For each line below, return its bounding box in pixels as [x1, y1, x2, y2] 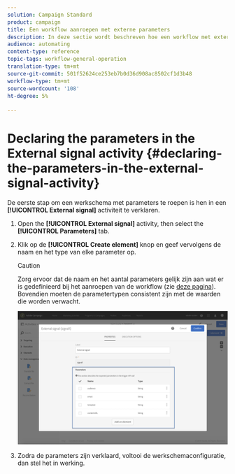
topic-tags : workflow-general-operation [7, 56, 127, 63]
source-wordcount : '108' [7, 85, 80, 92]
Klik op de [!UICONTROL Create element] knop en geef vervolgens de [17, 240, 222, 249]
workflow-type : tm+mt [7, 78, 71, 85]
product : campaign [7, 18, 61, 26]
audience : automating [7, 41, 71, 48]
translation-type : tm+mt [7, 63, 80, 70]
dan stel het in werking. [17, 459, 85, 468]
